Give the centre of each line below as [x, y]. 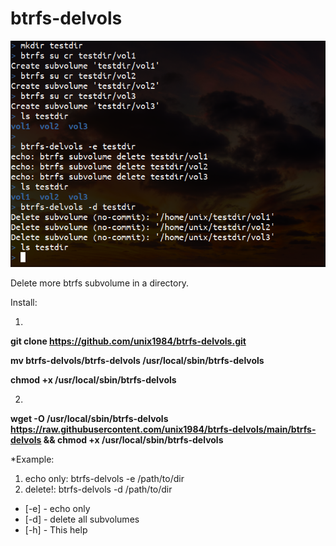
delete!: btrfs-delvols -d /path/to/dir [98, 489]
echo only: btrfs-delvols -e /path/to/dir [104, 478]
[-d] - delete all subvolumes [82, 519]
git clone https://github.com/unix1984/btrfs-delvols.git [128, 341]
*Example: [32, 459]
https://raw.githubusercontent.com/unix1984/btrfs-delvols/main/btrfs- [163, 429]
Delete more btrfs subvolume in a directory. [100, 283]
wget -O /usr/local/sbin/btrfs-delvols [89, 418]
